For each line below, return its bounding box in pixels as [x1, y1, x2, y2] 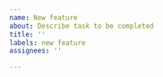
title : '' [9, 30, 47, 38]
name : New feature [9, 13, 78, 22]
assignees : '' [9, 47, 63, 56]
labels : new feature [9, 38, 87, 47]
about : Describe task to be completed [9, 21, 154, 30]
